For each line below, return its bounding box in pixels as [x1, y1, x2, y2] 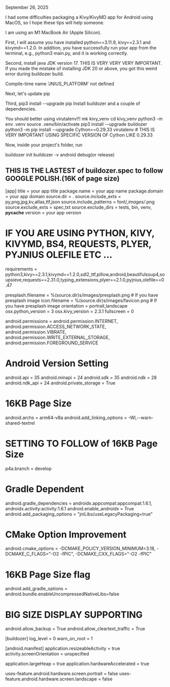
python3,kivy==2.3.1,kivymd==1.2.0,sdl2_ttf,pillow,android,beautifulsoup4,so [5, 271, 165, 277]
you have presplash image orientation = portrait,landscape [5, 303, 128, 309]
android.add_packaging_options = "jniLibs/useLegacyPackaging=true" [5, 511, 153, 517]
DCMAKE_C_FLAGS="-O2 [5, 551, 59, 557]
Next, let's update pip [5, 91, 50, 96]
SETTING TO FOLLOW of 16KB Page [5, 437, 158, 449]
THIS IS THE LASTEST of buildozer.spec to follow [5, 167, 163, 175]
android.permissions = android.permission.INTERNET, [5, 318, 118, 324]
